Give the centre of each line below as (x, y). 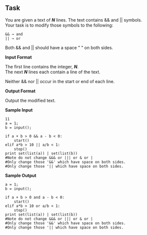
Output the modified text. (30, 100)
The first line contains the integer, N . (42, 66)
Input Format (18, 57)
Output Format (20, 91)
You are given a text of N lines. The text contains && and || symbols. (73, 20)
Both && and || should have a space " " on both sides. (59, 47)
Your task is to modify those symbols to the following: (59, 25)
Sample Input (19, 110)
